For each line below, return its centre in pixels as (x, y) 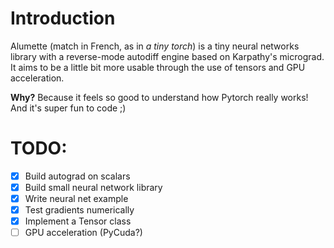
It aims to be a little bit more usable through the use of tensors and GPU (158, 67)
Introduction (63, 18)
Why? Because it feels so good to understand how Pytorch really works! (159, 97)
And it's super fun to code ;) (68, 108)
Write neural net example (76, 198)
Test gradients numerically (79, 210)
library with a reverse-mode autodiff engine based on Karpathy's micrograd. (167, 56)
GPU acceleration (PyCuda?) (83, 233)
